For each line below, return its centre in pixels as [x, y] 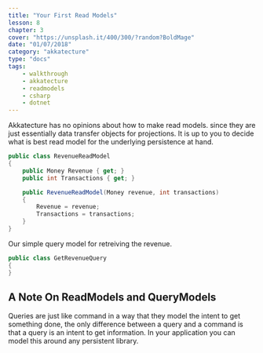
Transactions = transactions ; [86, 214]
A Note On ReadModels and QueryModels [112, 297]
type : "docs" [29, 60]
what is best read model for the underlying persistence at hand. [111, 142]
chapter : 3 [26, 30]
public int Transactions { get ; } [79, 178]
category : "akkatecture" [49, 52]
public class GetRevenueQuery [58, 258]
